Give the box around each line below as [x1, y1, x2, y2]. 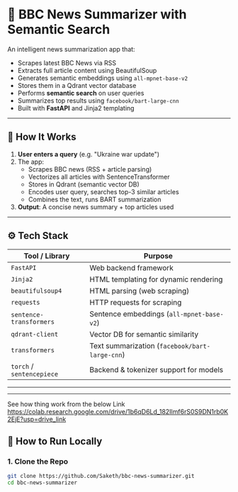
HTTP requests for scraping [89, 297, 182, 307]
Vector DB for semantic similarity [89, 329, 199, 339]
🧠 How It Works [7, 131, 76, 143]
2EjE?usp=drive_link [7, 415, 67, 423]
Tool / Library [23, 251, 70, 261]
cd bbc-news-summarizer [7, 479, 78, 486]
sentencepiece [11, 370, 59, 378]
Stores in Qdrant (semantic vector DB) [28, 180, 140, 189]
